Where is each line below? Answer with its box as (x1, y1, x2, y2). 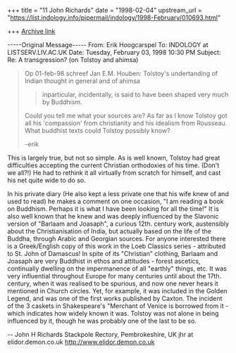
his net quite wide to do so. (7, 176, 86, 184)
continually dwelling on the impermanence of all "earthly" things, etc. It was (7, 264, 227, 273)
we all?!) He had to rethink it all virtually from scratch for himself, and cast (7, 169, 221, 176)
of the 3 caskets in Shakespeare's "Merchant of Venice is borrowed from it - (7, 302, 229, 310)
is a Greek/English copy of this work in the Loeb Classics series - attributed (7, 242, 226, 250)
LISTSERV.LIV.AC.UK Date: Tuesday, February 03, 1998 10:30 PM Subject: (7, 49, 221, 56)
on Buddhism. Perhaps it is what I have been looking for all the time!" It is (7, 205, 220, 213)
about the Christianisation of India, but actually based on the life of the (7, 227, 211, 235)
